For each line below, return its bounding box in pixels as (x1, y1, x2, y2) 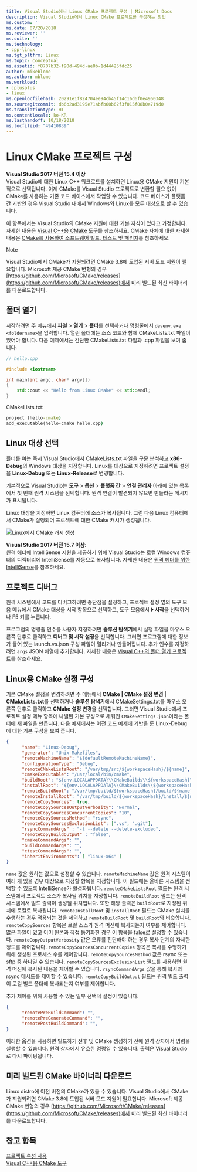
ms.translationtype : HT (6, 107, 64, 113)
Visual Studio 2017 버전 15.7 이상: (6, 541, 87, 548)
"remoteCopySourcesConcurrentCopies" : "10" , (21, 810, 133, 816)
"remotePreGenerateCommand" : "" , (21, 1015, 104, 1021)
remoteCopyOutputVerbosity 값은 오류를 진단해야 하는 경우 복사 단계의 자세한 (13, 936, 191, 943)
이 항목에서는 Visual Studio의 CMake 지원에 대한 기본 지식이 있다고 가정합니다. (6, 219, 188, 226)
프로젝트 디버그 (6, 582, 58, 592)
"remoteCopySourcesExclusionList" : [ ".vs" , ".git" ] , (21, 821, 154, 827)
